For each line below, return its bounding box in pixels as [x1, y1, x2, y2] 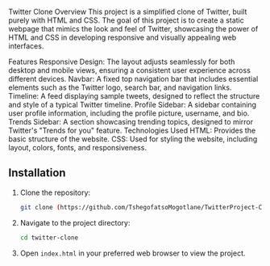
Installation [8, 166, 66, 180]
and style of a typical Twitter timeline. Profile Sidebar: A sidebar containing [8, 100, 256, 109]
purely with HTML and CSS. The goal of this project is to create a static [8, 15, 244, 25]
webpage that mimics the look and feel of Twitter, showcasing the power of [8, 24, 259, 33]
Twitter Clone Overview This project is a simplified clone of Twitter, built [8, 7, 247, 16]
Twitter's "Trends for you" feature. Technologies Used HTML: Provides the [8, 125, 256, 135]
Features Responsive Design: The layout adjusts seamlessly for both [8, 57, 235, 66]
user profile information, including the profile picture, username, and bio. [8, 108, 250, 118]
